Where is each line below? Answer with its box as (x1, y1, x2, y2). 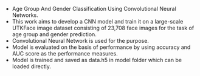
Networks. (12, 11, 38, 19)
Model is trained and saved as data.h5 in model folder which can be (12, 57, 182, 63)
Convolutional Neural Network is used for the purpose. (12, 37, 149, 44)
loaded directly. (12, 63, 52, 70)
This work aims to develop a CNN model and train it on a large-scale (12, 18, 184, 25)
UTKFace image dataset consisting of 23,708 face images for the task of (12, 24, 195, 31)
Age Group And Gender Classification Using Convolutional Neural (12, 5, 176, 12)
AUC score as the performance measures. (12, 50, 118, 57)
